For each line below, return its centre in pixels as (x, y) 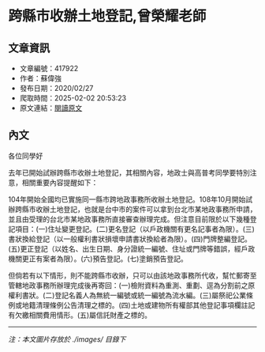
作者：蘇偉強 (40, 78)
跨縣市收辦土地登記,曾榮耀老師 (107, 16)
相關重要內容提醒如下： (60, 182)
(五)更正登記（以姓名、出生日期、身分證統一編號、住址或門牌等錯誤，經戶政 (132, 248)
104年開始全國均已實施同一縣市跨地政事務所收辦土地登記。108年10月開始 (127, 199)
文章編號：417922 (49, 68)
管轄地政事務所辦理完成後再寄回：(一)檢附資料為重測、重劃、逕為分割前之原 (132, 285)
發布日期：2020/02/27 (56, 88)
